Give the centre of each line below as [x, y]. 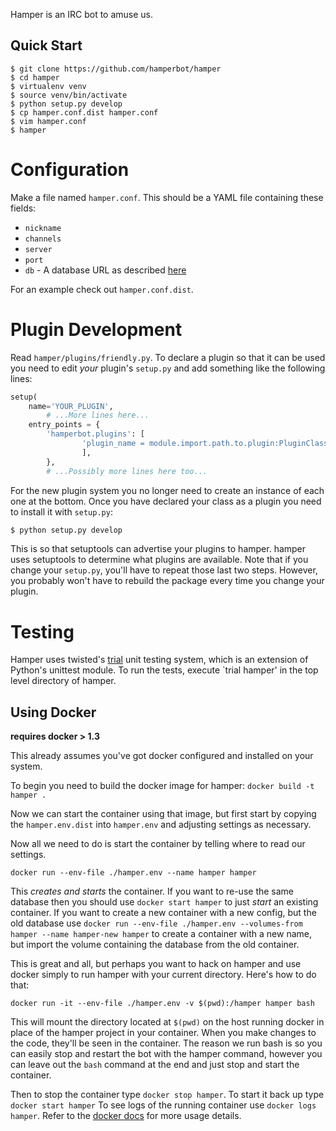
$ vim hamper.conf [48, 121]
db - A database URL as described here [105, 270]
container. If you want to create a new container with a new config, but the [163, 913]
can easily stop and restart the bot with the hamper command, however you [166, 1054]
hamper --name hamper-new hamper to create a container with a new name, [161, 934]
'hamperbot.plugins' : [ [95, 434]
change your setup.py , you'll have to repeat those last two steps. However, [164, 570]
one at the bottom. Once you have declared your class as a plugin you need [166, 501]
